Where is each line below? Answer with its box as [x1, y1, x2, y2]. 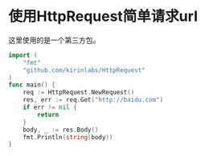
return [37, 110, 59, 118]
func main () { [8, 81, 56, 89]
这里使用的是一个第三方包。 [8, 35, 100, 45]
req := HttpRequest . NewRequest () [23, 89, 135, 97]
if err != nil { [23, 103, 78, 112]
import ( [8, 51, 38, 59]
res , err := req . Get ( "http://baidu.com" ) [23, 96, 163, 104]
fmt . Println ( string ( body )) [23, 133, 113, 141]
